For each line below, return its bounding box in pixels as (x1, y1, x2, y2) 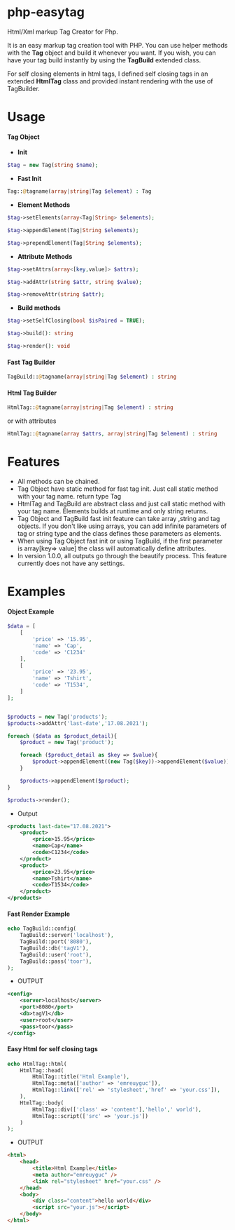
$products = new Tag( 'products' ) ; (7, 713, 108, 720)
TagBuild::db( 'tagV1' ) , (20, 945, 90, 952)
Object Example (7, 607, 55, 616)
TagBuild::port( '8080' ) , (20, 938, 92, 945)
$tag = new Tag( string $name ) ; (7, 162, 99, 169)
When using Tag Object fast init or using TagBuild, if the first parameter (17, 536, 223, 545)
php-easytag (7, 4, 85, 20)
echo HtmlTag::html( (7, 1060, 68, 1067)
